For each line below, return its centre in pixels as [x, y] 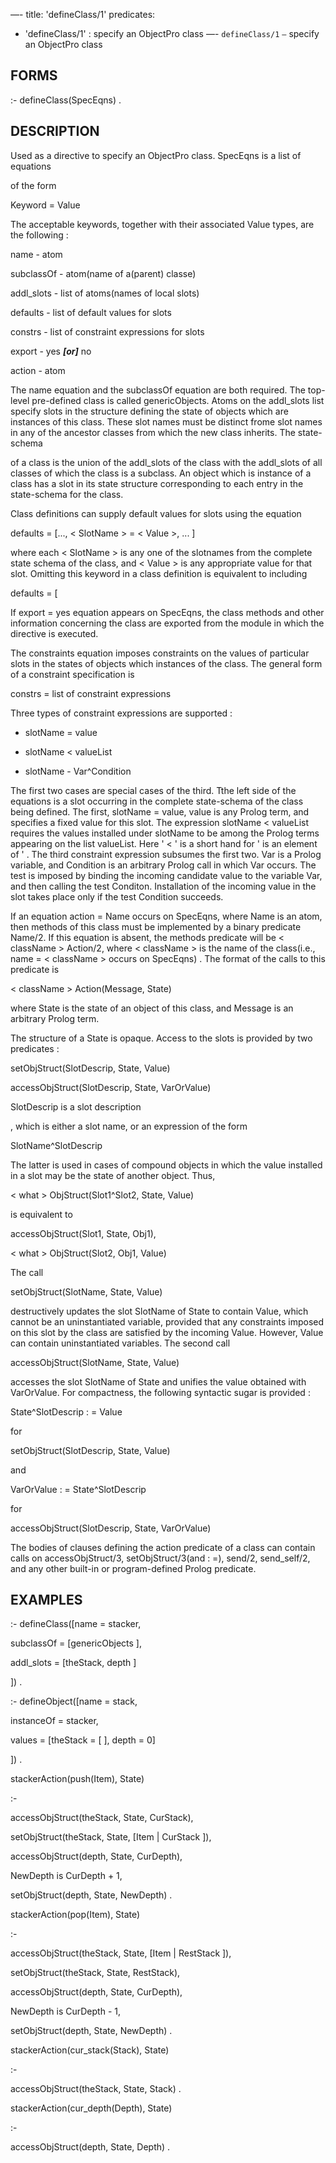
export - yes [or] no [51, 351]
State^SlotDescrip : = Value [66, 1411]
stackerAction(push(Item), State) [77, 1779]
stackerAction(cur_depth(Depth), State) [91, 2108]
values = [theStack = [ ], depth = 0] [83, 1740]
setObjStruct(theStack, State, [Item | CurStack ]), [111, 1837]
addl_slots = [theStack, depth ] [73, 1663]
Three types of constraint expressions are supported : [121, 713]
